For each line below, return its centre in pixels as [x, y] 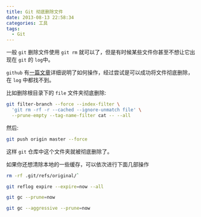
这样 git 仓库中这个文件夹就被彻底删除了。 [59, 151]
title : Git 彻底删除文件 [35, 12]
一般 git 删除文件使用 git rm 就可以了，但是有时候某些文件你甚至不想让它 [98, 52]
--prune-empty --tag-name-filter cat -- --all [71, 115]
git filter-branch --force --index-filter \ [63, 104]
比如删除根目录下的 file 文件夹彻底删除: [56, 93]
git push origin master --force [47, 139]
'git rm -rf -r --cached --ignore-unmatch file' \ [77, 110]
